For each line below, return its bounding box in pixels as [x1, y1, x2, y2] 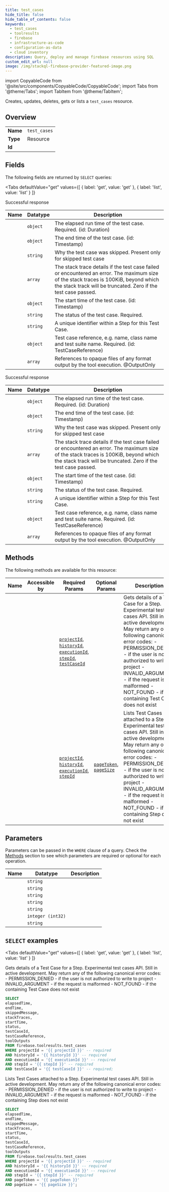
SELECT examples [5, 936, 59, 945]
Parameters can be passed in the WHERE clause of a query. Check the [5, 847, 147, 853]
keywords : [5, 21, 26, 27]
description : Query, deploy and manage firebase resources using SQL [5, 54, 154, 60]
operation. [5, 858, 27, 864]
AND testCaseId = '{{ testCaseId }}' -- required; [5, 1067, 114, 1072]
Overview [5, 113, 37, 121]
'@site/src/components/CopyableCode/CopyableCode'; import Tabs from [5, 83, 158, 89]
